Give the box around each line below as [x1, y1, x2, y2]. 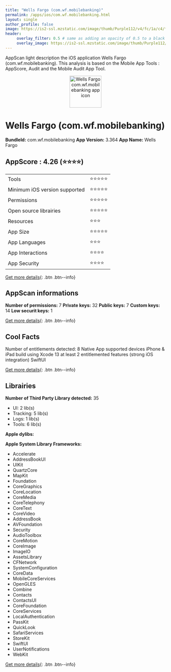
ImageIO [12, 548, 31, 554]
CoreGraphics [12, 483, 42, 489]
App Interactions [8, 250, 47, 256]
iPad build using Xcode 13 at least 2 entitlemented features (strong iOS [5, 352, 154, 358]
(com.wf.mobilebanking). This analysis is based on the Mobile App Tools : [5, 60, 160, 66]
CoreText [12, 505, 32, 511]
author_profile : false [5, 21, 53, 27]
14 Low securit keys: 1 [5, 308, 52, 314]
